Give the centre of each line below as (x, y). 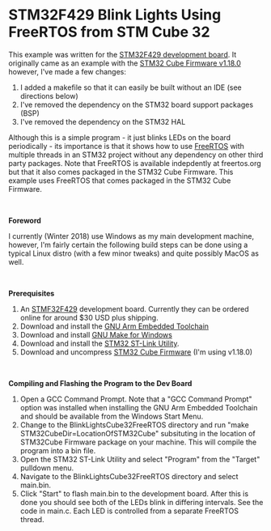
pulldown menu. (47, 468)
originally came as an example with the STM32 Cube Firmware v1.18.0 (125, 63)
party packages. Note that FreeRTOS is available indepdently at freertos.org (135, 163)
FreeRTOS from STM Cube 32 (109, 32)
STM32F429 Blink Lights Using (115, 15)
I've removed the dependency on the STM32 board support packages (136, 104)
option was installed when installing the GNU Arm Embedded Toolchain (139, 407)
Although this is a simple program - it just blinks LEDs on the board (120, 137)
